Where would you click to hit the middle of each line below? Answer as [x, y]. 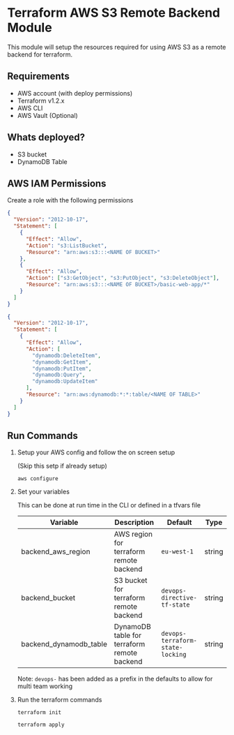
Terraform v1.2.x [41, 101]
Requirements [38, 76]
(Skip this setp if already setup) [62, 466]
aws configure [38, 479]
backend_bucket [48, 598]
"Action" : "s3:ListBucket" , [67, 246]
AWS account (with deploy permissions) [75, 93]
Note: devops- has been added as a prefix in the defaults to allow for [115, 679]
